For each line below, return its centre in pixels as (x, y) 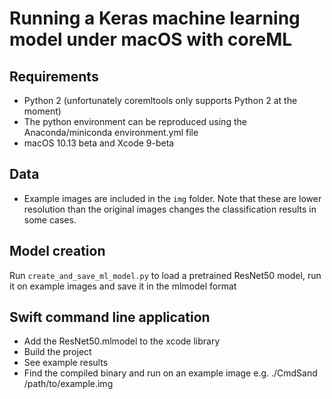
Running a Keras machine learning (155, 18)
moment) (42, 111)
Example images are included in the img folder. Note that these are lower (172, 198)
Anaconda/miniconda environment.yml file (111, 132)
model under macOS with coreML (151, 39)
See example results (66, 363)
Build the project (57, 352)
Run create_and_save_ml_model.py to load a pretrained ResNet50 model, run (165, 275)
